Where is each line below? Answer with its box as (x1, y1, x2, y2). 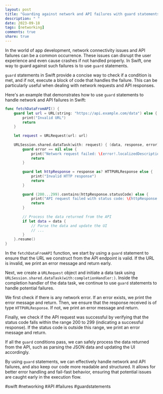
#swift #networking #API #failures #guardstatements (5, 383, 111, 389)
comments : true (5, 30, 36, 34)
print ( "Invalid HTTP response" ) (31, 174, 97, 179)
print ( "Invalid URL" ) (22, 115, 66, 120)
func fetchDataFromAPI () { (5, 106, 60, 111)
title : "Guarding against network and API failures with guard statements (5, 12, 160, 16)
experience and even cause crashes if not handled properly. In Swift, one (5, 58, 151, 63)
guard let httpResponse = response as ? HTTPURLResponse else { (22, 169, 153, 174)
